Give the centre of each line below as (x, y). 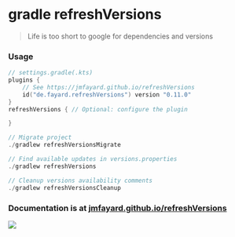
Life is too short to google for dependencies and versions (120, 36)
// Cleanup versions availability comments (81, 180)
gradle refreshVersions (85, 15)
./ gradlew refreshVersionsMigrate (65, 145)
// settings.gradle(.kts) (50, 73)
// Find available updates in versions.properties (93, 159)
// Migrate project (40, 138)
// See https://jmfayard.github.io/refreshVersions (108, 87)
